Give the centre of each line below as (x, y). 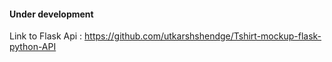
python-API (33, 47)
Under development (51, 14)
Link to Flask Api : (46, 36)
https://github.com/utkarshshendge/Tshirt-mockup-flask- (203, 36)
